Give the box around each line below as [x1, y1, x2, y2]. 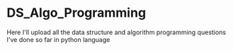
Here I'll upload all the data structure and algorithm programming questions [6, 28, 227, 36]
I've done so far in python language [6, 35, 110, 43]
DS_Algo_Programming [6, 5, 147, 21]
